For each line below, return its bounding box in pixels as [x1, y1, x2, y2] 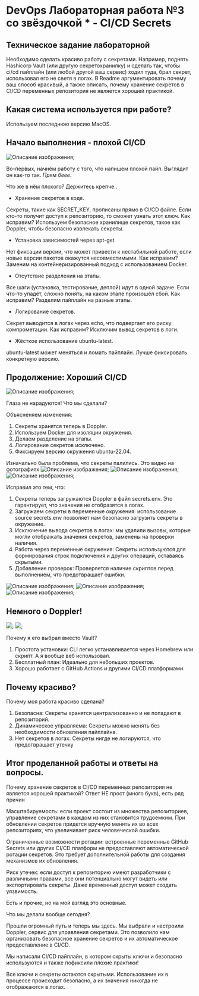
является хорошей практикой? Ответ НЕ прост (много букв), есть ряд [6, 789, 184, 797]
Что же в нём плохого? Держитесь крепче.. [6, 183, 118, 190]
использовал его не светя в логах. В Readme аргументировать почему [6, 75, 187, 82]
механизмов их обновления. [6, 857, 79, 864]
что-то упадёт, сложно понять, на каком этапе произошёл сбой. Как [6, 290, 180, 297]
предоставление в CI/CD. [6, 941, 70, 948]
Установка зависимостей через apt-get [14, 236, 115, 243]
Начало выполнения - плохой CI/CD [6, 138, 146, 148]
